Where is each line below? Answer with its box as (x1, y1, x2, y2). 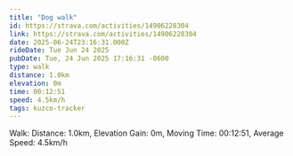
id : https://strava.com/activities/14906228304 (9, 21, 190, 30)
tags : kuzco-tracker (9, 104, 86, 113)
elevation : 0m (9, 79, 62, 88)
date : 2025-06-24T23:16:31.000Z (9, 37, 129, 47)
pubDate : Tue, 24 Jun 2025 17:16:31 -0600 (9, 54, 169, 63)
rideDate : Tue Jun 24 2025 (9, 46, 110, 55)
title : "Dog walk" (9, 12, 77, 22)
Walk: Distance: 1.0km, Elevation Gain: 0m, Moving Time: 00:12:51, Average (9, 128, 284, 138)
